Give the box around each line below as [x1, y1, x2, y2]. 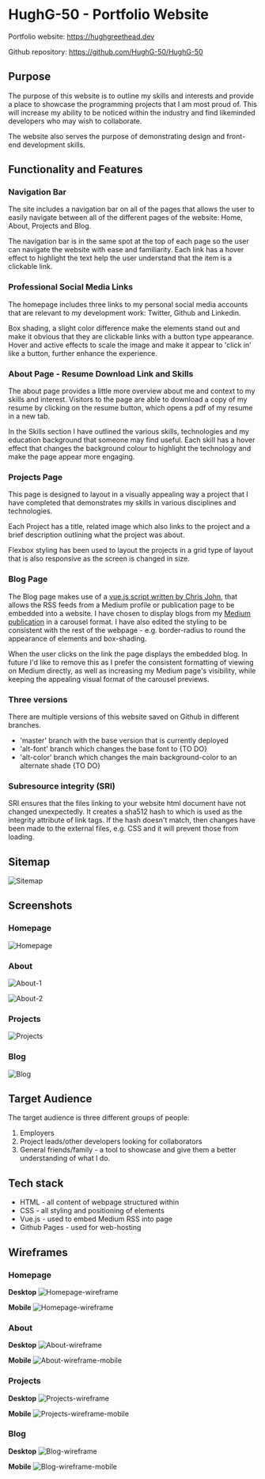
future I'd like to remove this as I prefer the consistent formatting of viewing [8, 657, 255, 667]
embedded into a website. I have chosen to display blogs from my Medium [8, 608, 252, 618]
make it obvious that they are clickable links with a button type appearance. [8, 331, 255, 341]
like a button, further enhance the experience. [8, 348, 158, 357]
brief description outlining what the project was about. [8, 530, 185, 539]
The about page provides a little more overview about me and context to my [8, 386, 256, 396]
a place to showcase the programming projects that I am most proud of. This [8, 99, 257, 108]
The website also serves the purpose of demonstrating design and [8, 131, 225, 141]
